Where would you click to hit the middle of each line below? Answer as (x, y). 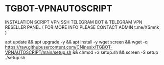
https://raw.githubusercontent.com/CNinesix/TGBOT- (59, 47)
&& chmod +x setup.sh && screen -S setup (115, 52)
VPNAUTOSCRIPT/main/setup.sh (38, 52)
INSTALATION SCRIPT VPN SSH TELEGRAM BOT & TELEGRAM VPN (74, 22)
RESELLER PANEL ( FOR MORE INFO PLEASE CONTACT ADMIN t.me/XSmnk (82, 27)
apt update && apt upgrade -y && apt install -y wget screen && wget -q (76, 42)
